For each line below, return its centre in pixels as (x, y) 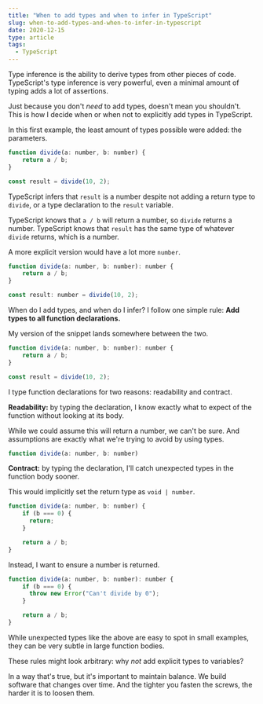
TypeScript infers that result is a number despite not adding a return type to (132, 196)
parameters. (28, 138)
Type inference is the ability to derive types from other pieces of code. (122, 74)
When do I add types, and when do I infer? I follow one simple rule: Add (124, 310)
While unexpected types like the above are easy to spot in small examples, (129, 637)
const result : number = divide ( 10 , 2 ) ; (73, 295)
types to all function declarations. (64, 318)
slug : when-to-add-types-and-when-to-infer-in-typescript (105, 23)
